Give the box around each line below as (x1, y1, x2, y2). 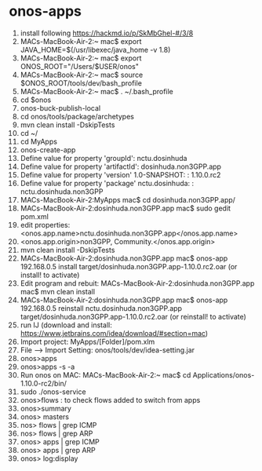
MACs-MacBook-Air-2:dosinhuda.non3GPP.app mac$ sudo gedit (20, 203, 231, 213)
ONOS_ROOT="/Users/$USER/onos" (20, 61, 140, 71)
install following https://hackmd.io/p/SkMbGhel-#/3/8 (20, 28, 194, 38)
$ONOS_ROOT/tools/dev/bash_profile (20, 78, 142, 88)
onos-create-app (20, 144, 76, 155)
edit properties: (20, 220, 71, 229)
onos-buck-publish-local (20, 103, 101, 112)
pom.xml (20, 211, 49, 221)
